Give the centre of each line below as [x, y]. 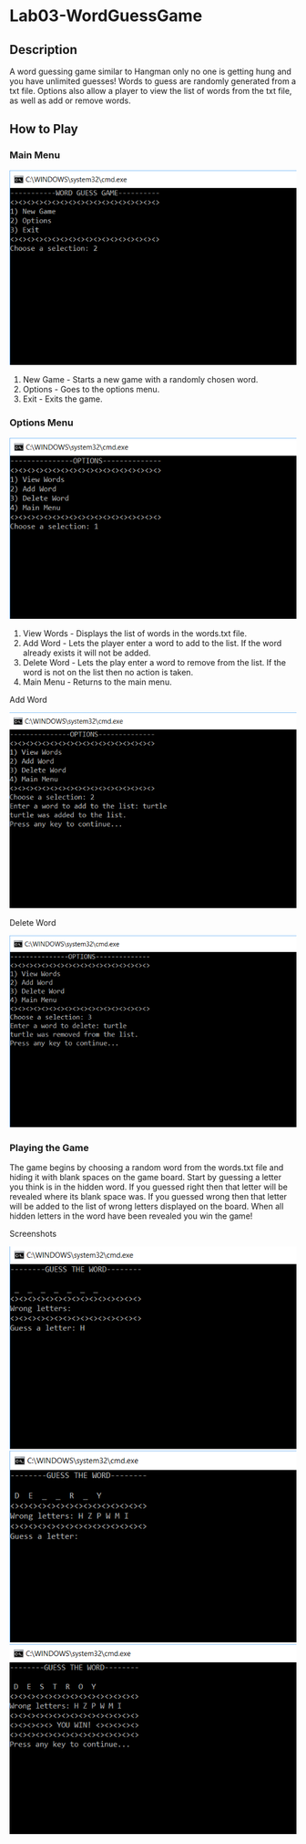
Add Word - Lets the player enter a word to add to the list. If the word [152, 643]
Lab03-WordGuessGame [106, 16]
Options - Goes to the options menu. [91, 390]
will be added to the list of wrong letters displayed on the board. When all [147, 1207]
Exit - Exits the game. [62, 399]
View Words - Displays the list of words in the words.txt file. [135, 633]
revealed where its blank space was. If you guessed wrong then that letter [148, 1197]
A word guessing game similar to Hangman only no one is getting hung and [150, 71]
